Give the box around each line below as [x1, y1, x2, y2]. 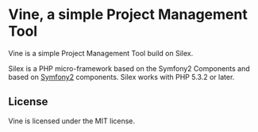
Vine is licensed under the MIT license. [8, 116, 136, 126]
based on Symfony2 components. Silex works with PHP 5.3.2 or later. [8, 72, 235, 81]
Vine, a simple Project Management [8, 6, 248, 24]
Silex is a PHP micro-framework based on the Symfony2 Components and [8, 63, 250, 73]
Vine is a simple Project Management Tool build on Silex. [8, 48, 194, 58]
